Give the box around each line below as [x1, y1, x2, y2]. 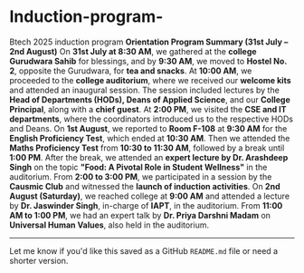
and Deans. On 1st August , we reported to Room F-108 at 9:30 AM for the [9, 122, 288, 133]
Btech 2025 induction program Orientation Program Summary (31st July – [9, 36, 289, 47]
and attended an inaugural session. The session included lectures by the [9, 84, 280, 95]
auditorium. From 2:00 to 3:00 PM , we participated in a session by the [9, 171, 272, 182]
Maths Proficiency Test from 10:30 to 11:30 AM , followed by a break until [9, 142, 285, 153]
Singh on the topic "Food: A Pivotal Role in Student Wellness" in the [9, 161, 268, 172]
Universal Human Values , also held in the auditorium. [9, 219, 210, 230]
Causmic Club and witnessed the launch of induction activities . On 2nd [9, 180, 280, 191]
